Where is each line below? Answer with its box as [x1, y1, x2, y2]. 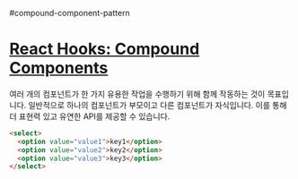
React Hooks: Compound [9, 39, 200, 59]
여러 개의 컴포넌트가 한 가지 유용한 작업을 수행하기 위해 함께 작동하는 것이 [9, 89, 266, 99]
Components [9, 58, 109, 79]
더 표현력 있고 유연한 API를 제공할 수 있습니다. [9, 111, 171, 122]
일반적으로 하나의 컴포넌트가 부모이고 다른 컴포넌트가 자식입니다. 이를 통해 [28, 99, 287, 110]
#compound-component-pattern [9, 8, 130, 18]
